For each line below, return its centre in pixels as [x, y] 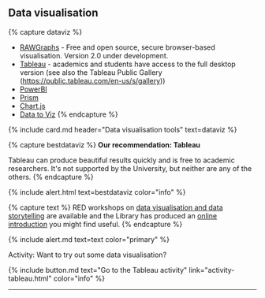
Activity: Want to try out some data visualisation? [88, 255]
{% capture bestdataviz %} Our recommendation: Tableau [105, 144]
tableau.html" [30, 278]
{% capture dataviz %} [45, 32]
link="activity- [212, 270]
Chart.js [32, 106]
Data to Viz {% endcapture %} [69, 114]
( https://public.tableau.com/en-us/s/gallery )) [92, 80]
